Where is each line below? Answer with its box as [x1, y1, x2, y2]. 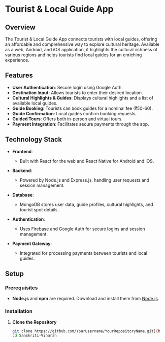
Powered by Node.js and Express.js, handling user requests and [19, 177, 149, 183]
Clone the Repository [12, 319, 57, 325]
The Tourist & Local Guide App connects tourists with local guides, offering [5, 36, 158, 42]
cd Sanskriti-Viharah [12, 333, 57, 338]
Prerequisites [5, 284, 38, 291]
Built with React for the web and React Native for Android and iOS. [19, 158, 154, 164]
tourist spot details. [19, 206, 59, 212]
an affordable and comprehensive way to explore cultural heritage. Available [5, 41, 160, 47]
